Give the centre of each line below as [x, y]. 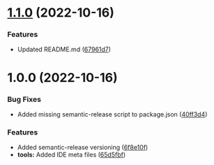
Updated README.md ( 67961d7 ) [64, 49]
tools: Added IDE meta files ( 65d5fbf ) [71, 155]
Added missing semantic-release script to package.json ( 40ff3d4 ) [112, 114]
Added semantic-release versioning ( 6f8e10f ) [83, 148]
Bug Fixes [24, 99]
